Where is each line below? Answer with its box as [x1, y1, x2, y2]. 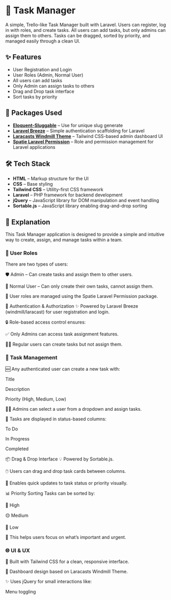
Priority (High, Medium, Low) [5, 396, 67, 402]
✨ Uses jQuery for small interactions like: [5, 578, 92, 585]
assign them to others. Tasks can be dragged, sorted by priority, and [5, 32, 150, 38]
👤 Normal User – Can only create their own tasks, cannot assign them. [5, 283, 154, 289]
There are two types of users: [5, 261, 68, 267]
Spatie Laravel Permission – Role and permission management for [12, 138, 154, 145]
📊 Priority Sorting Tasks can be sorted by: [5, 490, 95, 496]
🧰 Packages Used [5, 109, 63, 117]
